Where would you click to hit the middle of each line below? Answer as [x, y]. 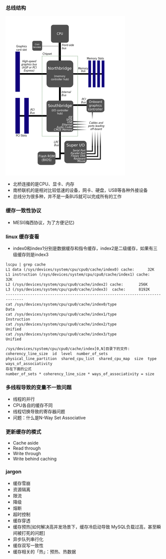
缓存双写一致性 [28, 545]
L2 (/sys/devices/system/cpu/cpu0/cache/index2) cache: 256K [77, 284]
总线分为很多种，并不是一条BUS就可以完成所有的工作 [67, 196]
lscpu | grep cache [26, 265]
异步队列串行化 [28, 539]
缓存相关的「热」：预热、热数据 [44, 552]
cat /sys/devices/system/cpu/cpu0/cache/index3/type [61, 334]
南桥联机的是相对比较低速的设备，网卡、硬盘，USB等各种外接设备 [80, 190]
